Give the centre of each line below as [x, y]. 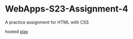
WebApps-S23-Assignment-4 [67, 9]
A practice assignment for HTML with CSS [47, 22]
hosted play [17, 31]
